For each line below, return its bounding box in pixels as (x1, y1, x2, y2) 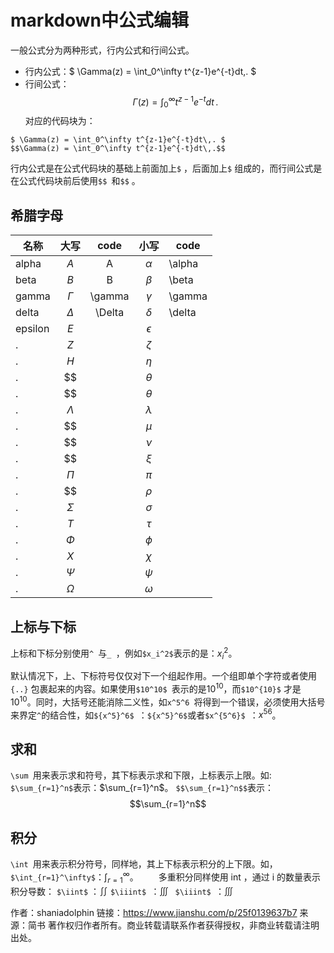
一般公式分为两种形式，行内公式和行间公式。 (10, 44, 195, 56)
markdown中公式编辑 (10, 9, 189, 32)
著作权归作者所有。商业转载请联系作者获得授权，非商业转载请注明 (47, 919, 320, 931)
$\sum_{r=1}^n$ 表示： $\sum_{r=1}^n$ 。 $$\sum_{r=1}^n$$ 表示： (10, 782, 275, 794)
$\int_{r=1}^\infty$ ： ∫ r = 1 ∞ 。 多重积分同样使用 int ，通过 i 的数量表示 (10, 869, 322, 885)
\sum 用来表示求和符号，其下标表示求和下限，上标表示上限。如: (10, 769, 272, 781)
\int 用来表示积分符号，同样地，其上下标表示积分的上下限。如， (10, 858, 278, 870)
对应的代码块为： (24, 115, 96, 127)
